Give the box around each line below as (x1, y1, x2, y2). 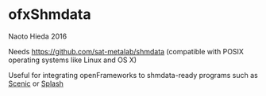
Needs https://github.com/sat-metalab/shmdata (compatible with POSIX (8, 46, 245, 56)
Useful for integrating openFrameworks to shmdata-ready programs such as (8, 70, 258, 79)
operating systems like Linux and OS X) (8, 55, 137, 65)
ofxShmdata (8, 6, 91, 24)
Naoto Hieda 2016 (8, 31, 67, 41)
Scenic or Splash (8, 79, 64, 88)
